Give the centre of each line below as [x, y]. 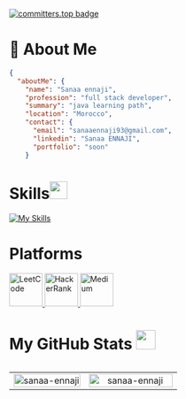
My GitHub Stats [71, 344]
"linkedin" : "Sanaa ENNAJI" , [86, 138]
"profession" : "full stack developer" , [99, 97]
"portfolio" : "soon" [70, 147]
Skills [30, 193]
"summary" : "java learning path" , [89, 106]
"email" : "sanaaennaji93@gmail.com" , [102, 131]
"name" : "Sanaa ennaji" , [71, 89]
